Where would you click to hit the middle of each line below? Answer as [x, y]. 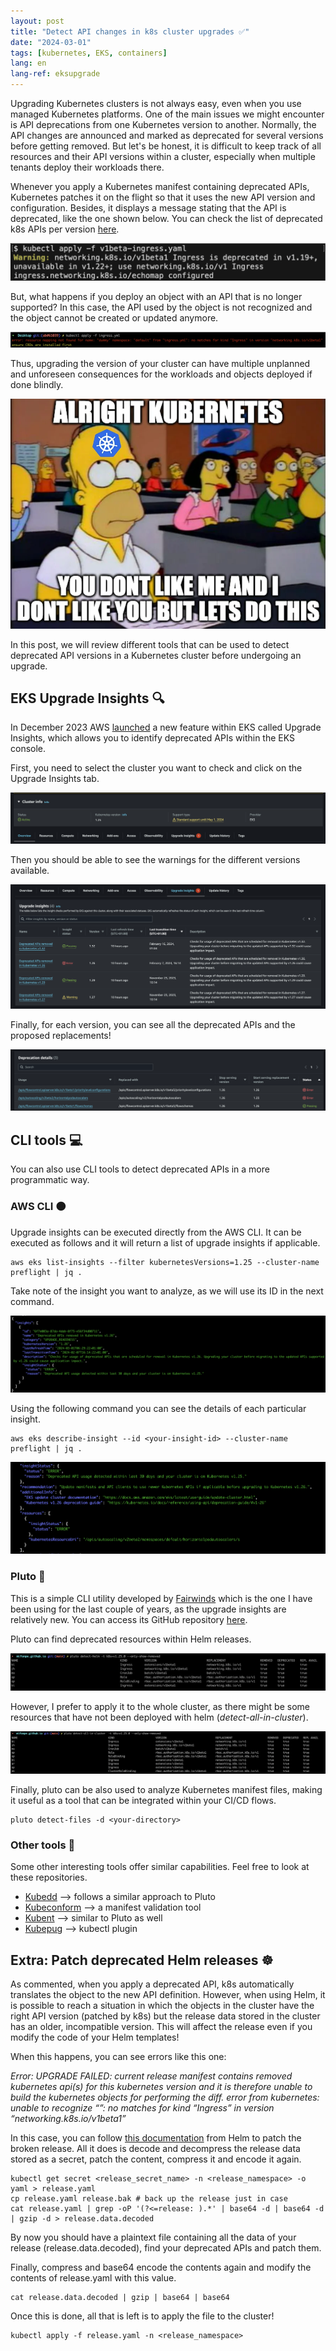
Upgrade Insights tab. [55, 779]
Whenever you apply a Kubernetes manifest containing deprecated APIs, [160, 186]
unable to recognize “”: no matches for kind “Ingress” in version [142, 2108]
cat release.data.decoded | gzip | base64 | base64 [120, 2298]
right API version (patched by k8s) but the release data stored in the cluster [165, 2016]
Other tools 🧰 [43, 1845]
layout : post [37, 21]
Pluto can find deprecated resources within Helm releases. [131, 1639]
